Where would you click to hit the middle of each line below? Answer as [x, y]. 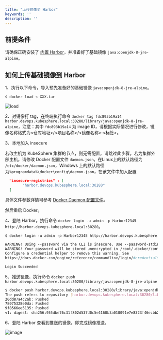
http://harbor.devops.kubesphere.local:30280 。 [54, 226]
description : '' [21, 18]
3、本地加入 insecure [26, 143]
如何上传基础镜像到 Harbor [45, 75]
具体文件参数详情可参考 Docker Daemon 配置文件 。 [57, 199]
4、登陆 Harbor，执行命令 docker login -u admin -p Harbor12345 [71, 220]
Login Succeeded [21, 267]
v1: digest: [17, 313]
